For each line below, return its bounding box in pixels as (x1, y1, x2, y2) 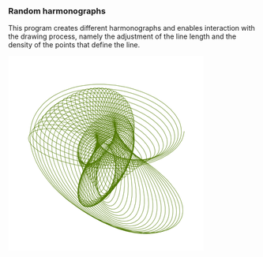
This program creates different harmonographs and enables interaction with (8, 24, 255, 33)
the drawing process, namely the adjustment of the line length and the (8, 32, 237, 41)
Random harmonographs (8, 6, 107, 17)
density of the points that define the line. (8, 40, 141, 50)
